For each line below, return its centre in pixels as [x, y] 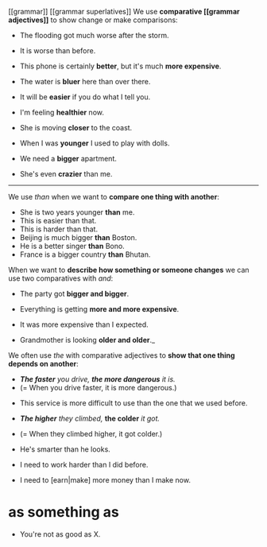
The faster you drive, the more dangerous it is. [98, 379]
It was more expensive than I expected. [84, 324]
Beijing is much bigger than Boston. [78, 237]
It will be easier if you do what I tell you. [85, 97]
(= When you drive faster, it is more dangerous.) [98, 388]
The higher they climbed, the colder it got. [90, 418]
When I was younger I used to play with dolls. [95, 143]
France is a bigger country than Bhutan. [85, 254]
